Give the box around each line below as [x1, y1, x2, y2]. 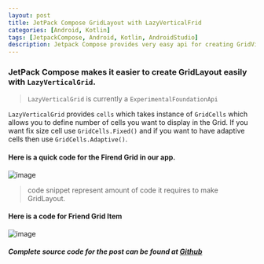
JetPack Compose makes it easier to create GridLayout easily [8, 67, 247, 78]
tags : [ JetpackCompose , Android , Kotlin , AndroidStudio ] [8, 33, 199, 42]
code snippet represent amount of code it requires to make [27, 185, 218, 195]
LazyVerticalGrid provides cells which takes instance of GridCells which [8, 109, 248, 119]
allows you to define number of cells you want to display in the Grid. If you [8, 118, 249, 127]
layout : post [8, 11, 51, 20]
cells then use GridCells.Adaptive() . [8, 134, 128, 144]
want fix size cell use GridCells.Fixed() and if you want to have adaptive [8, 126, 245, 136]
